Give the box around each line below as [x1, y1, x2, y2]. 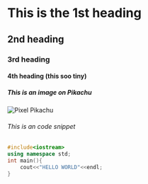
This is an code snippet [7, 122, 76, 130]
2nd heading [7, 33, 64, 45]
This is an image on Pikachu [7, 88, 92, 96]
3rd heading [7, 54, 50, 64]
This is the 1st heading [7, 5, 142, 21]
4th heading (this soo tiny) [7, 72, 87, 81]
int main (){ [7, 157, 42, 164]
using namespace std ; [7, 151, 72, 158]
